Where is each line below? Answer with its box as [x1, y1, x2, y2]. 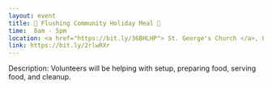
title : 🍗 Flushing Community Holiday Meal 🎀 [8, 19, 161, 27]
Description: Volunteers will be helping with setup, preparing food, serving [8, 63, 257, 73]
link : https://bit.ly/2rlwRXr [8, 42, 111, 50]
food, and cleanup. [8, 72, 71, 82]
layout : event [8, 11, 57, 20]
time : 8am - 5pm [8, 26, 67, 34]
